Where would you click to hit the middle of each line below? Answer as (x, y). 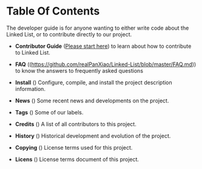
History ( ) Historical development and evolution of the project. (93, 136)
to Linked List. (32, 52)
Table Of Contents (53, 11)
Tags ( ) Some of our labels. (49, 112)
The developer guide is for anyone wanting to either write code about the (98, 28)
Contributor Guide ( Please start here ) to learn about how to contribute (103, 46)
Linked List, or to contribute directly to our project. (69, 34)
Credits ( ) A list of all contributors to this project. (76, 124)
